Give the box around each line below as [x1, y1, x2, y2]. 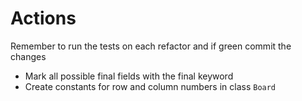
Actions [10, 7, 77, 30]
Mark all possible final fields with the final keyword [24, 70, 234, 82]
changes [10, 50, 47, 62]
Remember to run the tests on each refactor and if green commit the [10, 40, 292, 52]
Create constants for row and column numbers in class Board [24, 80, 277, 92]
